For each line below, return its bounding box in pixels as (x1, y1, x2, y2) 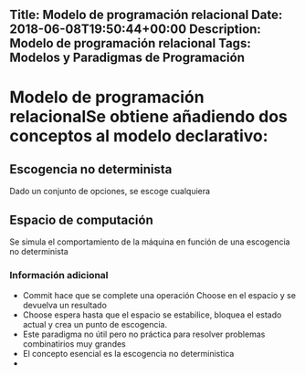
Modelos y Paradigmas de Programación (9, 50, 245, 66)
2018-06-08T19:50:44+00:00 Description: (9, 22, 262, 37)
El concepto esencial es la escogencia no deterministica (22, 348, 235, 359)
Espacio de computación (9, 212, 153, 227)
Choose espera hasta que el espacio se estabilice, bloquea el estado (22, 309, 282, 320)
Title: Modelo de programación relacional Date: (9, 7, 283, 23)
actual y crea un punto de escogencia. (22, 318, 167, 329)
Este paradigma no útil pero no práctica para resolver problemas (22, 328, 266, 339)
